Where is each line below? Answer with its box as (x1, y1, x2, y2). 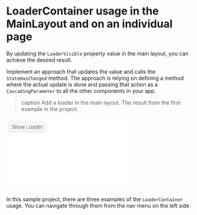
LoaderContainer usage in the (6, 4, 159, 18)
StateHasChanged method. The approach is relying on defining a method (6, 74, 184, 82)
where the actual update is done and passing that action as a (6, 80, 158, 88)
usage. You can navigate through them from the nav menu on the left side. (6, 202, 192, 209)
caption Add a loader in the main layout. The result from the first (21, 98, 181, 106)
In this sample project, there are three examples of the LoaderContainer (6, 195, 183, 203)
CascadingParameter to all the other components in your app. (6, 87, 156, 94)
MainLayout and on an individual (6, 17, 173, 31)
